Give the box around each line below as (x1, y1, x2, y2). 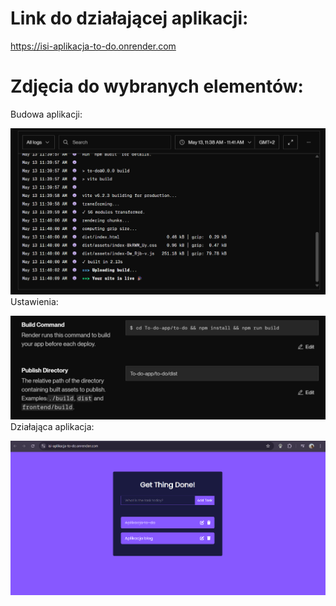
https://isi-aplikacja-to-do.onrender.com (10, 40, 177, 52)
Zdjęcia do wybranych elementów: (10, 75, 304, 98)
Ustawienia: (10, 296, 59, 308)
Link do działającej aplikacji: (10, 7, 249, 30)
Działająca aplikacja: (10, 420, 95, 432)
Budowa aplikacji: (10, 108, 83, 120)
